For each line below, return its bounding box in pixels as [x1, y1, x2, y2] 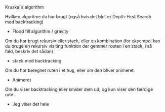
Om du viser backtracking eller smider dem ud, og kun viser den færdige [5, 86, 153, 92]
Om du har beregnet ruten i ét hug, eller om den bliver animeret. [5, 67, 135, 73]
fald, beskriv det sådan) [5, 49, 53, 54]
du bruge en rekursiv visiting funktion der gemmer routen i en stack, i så [5, 43, 152, 49]
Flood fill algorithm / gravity [12, 28, 69, 34]
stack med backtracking [12, 58, 62, 63]
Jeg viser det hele [12, 101, 49, 107]
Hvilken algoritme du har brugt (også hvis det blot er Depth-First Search [5, 14, 152, 19]
